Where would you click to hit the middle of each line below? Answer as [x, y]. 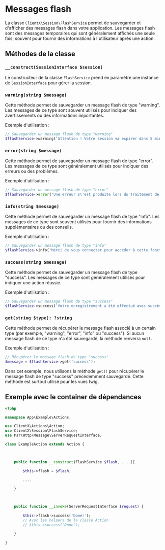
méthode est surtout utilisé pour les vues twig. [52, 381]
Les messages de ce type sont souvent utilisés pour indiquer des [71, 110]
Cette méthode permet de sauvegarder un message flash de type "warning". [83, 105]
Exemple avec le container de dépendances [73, 397]
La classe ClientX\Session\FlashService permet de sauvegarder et [73, 23]
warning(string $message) [36, 95]
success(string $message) [36, 262]
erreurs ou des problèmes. [32, 171]
